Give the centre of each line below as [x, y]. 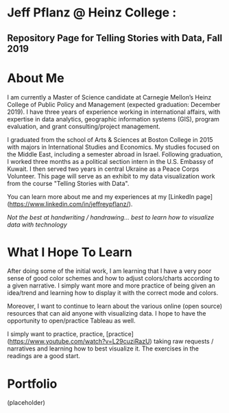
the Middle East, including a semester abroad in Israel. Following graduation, [115, 154]
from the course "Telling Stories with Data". [68, 183]
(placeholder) [26, 403]
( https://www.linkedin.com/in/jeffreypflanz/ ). [70, 204]
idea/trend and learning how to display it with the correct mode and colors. [113, 293]
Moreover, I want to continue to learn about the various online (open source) [115, 306]
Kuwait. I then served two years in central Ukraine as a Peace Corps [103, 169]
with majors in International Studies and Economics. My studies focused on [113, 147]
